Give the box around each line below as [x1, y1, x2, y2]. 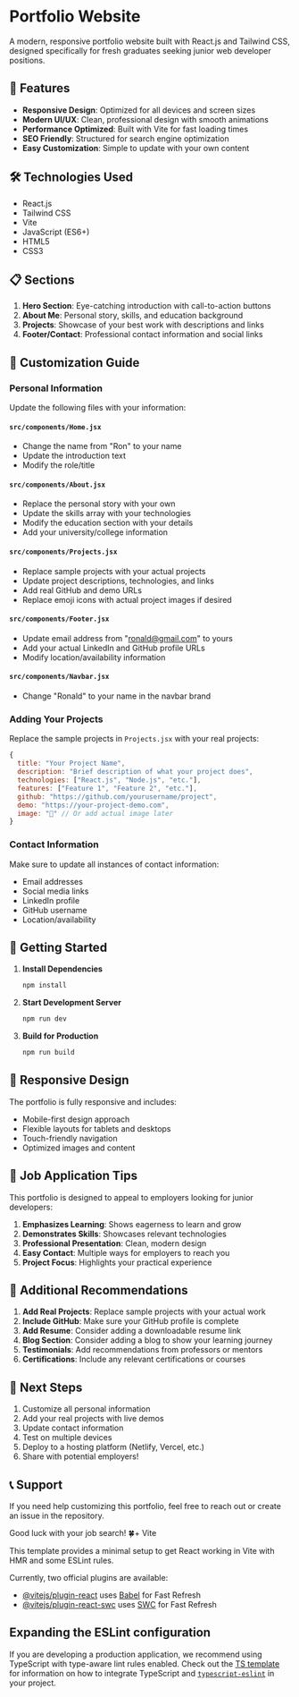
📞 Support [9, 1477, 63, 1492]
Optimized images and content [21, 1142, 136, 1153]
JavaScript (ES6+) [21, 226, 90, 237]
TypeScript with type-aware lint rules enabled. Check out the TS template [9, 1658, 280, 1669]
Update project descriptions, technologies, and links [21, 575, 214, 586]
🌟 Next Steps [9, 1379, 83, 1395]
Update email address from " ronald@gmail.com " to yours [21, 632, 234, 643]
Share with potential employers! [21, 1451, 139, 1462]
